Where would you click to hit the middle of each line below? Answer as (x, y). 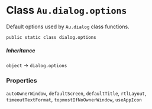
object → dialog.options (37, 65)
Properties (22, 80)
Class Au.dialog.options (67, 10)
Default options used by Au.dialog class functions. (68, 27)
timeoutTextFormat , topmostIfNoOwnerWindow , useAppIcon (74, 100)
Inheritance (21, 50)
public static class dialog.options (51, 37)
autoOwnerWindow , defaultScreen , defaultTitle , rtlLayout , (76, 93)
